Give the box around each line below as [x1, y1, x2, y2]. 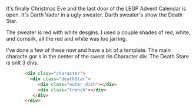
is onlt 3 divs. [6, 59, 39, 66]
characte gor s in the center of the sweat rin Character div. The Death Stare [6, 53, 190, 60]
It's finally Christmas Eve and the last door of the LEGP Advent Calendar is [6, 5, 187, 12]
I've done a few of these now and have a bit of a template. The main [6, 47, 171, 54]
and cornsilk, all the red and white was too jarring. [6, 35, 128, 42]
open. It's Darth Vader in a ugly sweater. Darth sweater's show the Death [6, 11, 183, 18]
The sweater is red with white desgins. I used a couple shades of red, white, [6, 29, 191, 36]
